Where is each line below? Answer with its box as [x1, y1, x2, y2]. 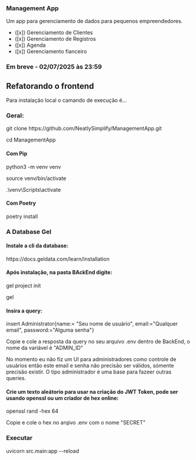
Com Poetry [6, 200, 37, 207]
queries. [6, 375, 27, 382]
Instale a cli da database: [6, 242, 69, 249]
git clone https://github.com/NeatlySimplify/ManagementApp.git [6, 125, 162, 132]
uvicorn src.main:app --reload [6, 447, 80, 454]
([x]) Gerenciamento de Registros [14, 36, 96, 43]
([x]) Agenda [14, 41, 46, 49]
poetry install [6, 213, 38, 220]
